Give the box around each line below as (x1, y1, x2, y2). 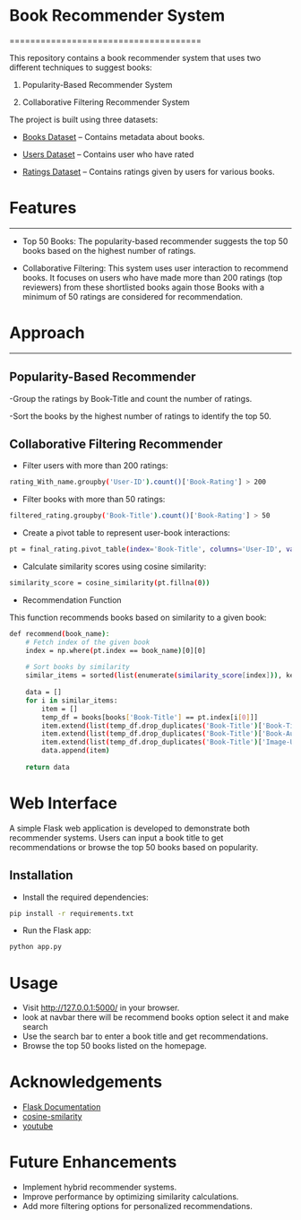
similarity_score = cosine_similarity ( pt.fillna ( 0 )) (9, 579, 211, 588)
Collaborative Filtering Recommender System (21, 96, 190, 108)
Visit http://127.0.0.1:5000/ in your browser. (21, 1002, 180, 1014)
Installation (9, 867, 73, 884)
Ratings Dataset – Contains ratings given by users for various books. (21, 166, 275, 177)
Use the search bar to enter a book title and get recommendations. (21, 1031, 269, 1041)
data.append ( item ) (41, 746, 110, 755)
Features (9, 198, 77, 218)
